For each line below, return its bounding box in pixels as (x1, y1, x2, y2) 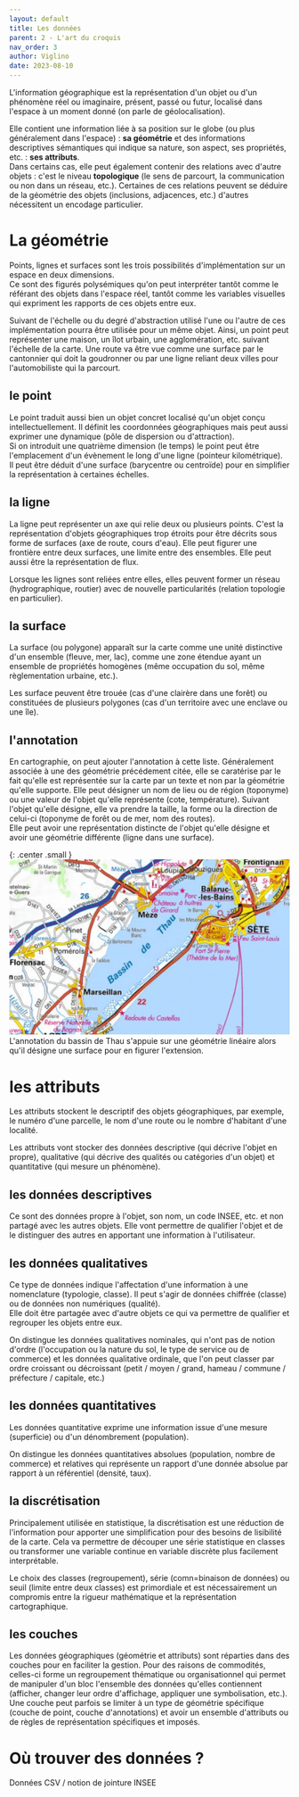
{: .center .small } (9, 849, 73, 860)
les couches (9, 1627, 78, 1642)
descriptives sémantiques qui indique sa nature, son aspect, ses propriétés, (9, 143, 287, 153)
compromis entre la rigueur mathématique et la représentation (9, 1591, 238, 1602)
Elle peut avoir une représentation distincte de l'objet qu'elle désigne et (9, 823, 270, 833)
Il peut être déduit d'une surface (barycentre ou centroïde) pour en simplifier (9, 460, 290, 470)
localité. (9, 1125, 38, 1136)
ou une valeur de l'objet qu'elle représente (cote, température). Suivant (9, 794, 270, 805)
